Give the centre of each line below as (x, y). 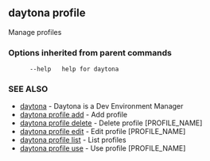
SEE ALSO (28, 89)
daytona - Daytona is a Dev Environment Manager (101, 106)
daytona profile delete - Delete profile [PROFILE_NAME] (111, 123)
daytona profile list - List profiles (73, 140)
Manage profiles (35, 32)
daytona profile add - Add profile (74, 115)
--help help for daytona (74, 69)
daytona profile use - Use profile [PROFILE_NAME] (103, 148)
